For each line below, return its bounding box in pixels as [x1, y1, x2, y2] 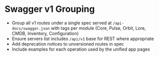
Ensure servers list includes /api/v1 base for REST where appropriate [11, 36, 154, 42]
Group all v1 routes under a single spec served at [11, 20, 112, 26]
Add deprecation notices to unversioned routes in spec [11, 41, 124, 47]
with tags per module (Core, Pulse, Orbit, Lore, [51, 25, 146, 31]
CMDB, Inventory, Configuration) [11, 30, 79, 36]
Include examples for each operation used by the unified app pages [11, 46, 151, 52]
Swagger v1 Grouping [4, 3, 95, 15]
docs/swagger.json [11, 26, 50, 31]
